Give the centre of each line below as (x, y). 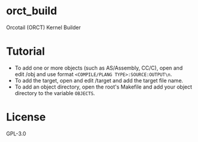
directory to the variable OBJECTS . (55, 93)
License (26, 117)
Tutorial (26, 51)
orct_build (32, 11)
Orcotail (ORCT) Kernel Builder (44, 27)
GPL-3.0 (16, 133)
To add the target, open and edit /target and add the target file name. (99, 80)
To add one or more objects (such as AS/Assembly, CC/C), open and (98, 68)
